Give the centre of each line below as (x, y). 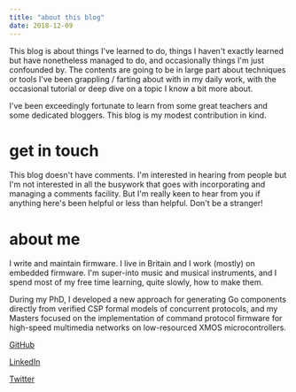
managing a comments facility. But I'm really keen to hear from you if (135, 194)
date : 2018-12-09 (41, 26)
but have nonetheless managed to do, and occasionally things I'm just (136, 60)
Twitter (22, 379)
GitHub (22, 345)
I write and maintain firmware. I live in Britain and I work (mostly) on (132, 264)
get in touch (54, 150)
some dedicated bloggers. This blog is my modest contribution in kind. (138, 115)
